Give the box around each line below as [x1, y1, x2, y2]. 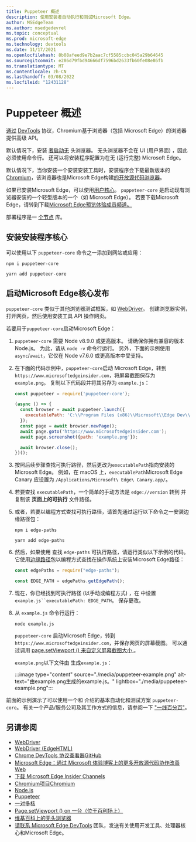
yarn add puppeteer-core [6, 271, 67, 277]
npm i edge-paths [14, 527, 57, 534]
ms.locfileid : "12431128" [6, 80, 69, 86]
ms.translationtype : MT [6, 63, 64, 69]
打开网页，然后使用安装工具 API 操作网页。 [6, 312, 110, 320]
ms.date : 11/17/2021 [6, 47, 57, 53]
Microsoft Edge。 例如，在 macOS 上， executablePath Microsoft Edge [14, 468, 183, 476]
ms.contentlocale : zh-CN [6, 69, 67, 74]
